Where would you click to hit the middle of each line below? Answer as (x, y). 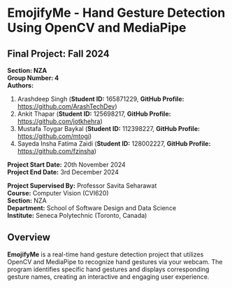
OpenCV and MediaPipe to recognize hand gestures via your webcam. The (115, 261)
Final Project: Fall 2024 (58, 54)
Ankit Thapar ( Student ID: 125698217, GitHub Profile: (94, 114)
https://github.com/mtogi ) (55, 136)
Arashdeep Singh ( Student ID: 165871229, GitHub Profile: (101, 99)
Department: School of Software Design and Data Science (92, 208)
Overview (29, 237)
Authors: (20, 85)
